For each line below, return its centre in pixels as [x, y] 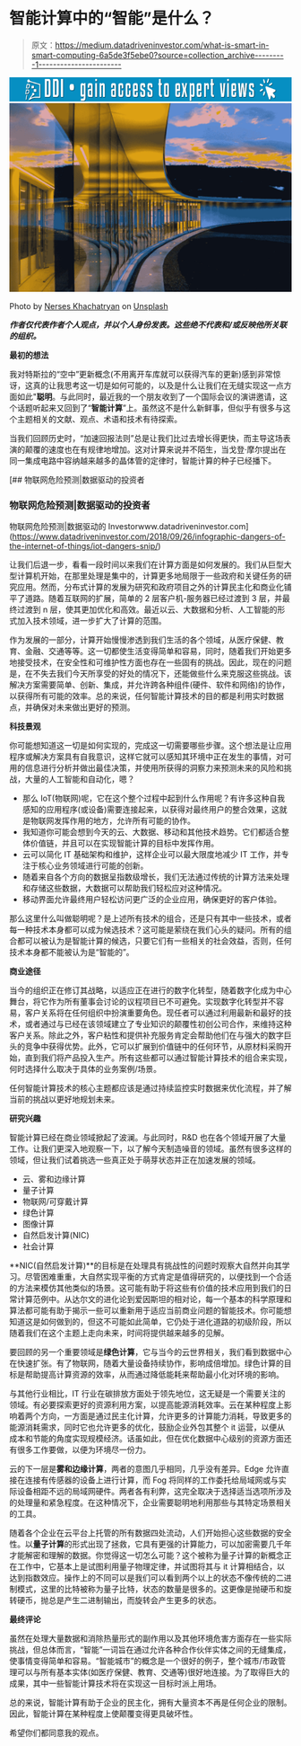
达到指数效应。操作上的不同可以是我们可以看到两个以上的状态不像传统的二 [146, 1578]
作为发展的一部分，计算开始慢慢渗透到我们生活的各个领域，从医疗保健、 [142, 640]
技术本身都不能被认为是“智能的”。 [72, 953]
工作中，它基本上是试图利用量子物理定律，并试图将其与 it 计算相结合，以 [150, 1567]
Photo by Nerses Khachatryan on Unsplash [89, 306]
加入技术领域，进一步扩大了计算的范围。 [91, 621]
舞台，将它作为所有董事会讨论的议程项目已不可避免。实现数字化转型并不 [142, 1002]
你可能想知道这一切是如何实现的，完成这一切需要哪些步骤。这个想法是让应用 [150, 746]
